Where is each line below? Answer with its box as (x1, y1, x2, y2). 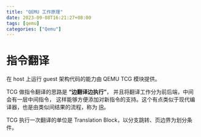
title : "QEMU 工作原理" (6, 9, 63, 15)
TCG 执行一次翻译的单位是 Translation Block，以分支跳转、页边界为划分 (6, 116, 188, 124)
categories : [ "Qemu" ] (6, 26, 62, 32)
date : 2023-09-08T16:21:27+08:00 (6, 15, 92, 21)
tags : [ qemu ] (6, 20, 40, 26)
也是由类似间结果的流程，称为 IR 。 (22, 104, 109, 111)
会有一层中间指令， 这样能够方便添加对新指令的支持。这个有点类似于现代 (6, 96, 190, 104)
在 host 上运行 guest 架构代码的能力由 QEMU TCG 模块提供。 (6, 76, 161, 83)
